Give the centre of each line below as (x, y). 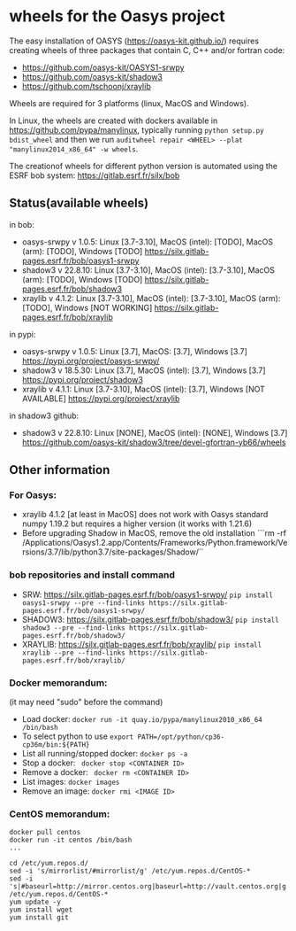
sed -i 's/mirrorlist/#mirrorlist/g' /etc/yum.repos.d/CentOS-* (130, 871)
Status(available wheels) (79, 203)
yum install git (39, 918)
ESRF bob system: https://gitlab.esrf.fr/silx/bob (95, 175)
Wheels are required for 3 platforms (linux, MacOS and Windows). (129, 103)
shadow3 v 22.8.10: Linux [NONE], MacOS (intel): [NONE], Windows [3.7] (155, 432)
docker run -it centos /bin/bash (71, 840)
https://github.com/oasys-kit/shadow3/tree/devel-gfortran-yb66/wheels (154, 442)
